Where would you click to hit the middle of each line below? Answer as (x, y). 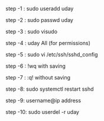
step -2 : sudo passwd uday (39, 20)
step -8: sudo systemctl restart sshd (50, 89)
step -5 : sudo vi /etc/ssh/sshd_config (52, 55)
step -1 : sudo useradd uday (40, 9)
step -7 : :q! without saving (38, 77)
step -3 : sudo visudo (31, 31)
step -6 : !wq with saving (36, 66)
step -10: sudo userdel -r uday (42, 112)
